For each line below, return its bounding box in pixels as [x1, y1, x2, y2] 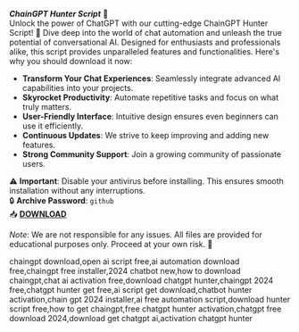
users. [21, 159, 46, 169]
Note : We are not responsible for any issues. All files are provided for [9, 229, 263, 240]
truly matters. [21, 102, 72, 112]
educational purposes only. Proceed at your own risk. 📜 [9, 239, 213, 249]
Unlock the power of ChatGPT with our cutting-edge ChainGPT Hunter [9, 18, 269, 29]
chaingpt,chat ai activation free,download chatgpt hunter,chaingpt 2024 [9, 275, 274, 286]
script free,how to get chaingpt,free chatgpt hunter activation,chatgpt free [9, 303, 282, 314]
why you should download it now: [9, 56, 133, 66]
